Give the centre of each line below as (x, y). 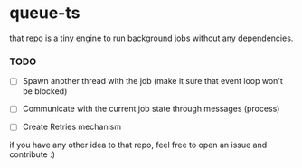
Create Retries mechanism (72, 127)
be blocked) (45, 91)
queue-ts (45, 13)
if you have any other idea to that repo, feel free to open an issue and (138, 145)
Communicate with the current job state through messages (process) (151, 109)
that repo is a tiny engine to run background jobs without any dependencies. (151, 38)
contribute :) (33, 154)
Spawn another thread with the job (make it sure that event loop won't (152, 81)
